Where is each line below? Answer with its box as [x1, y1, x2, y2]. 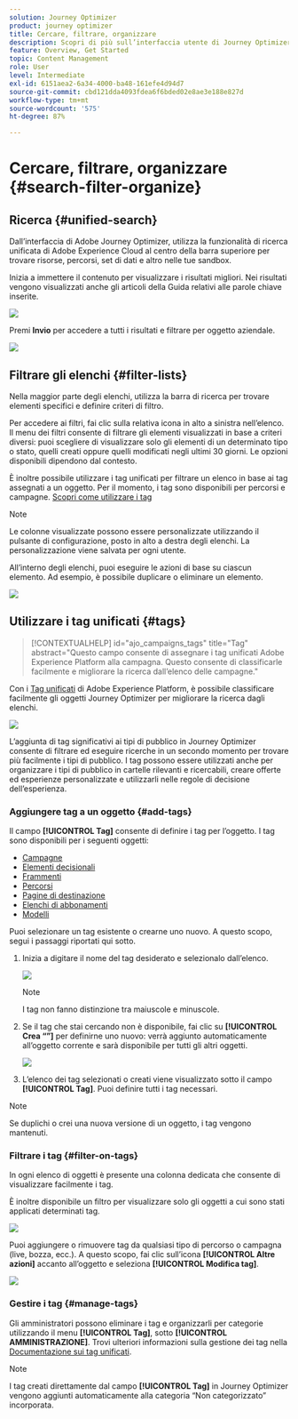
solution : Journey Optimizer [9, 12, 117, 22]
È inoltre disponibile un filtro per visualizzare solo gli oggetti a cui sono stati [9, 1197, 286, 1207]
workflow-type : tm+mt [9, 95, 90, 105]
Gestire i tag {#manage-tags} [9, 1297, 139, 1310]
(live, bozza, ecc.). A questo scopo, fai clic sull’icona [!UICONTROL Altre [9, 1249, 276, 1260]
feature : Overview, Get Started [9, 46, 129, 55]
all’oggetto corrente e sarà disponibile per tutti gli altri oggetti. [21, 1040, 248, 1051]
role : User [9, 63, 50, 72]
